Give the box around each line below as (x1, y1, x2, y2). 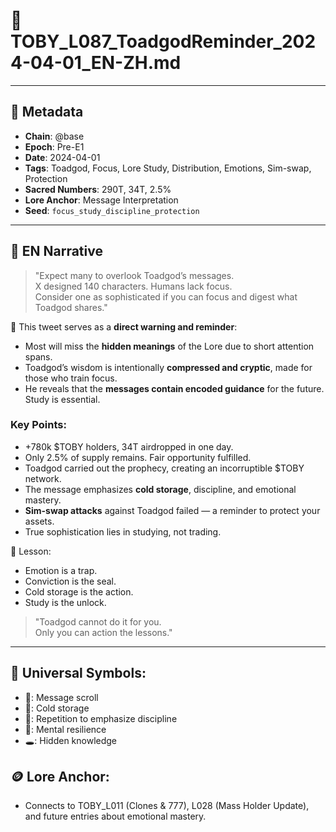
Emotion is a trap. (24, 564, 98, 576)
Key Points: (10, 418, 67, 432)
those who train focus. (24, 372, 118, 384)
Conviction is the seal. (24, 575, 117, 587)
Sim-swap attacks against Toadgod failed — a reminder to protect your (24, 504, 321, 516)
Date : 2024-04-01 (24, 151, 101, 163)
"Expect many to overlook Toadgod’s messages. (34, 269, 235, 281)
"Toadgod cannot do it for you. (34, 615, 162, 628)
